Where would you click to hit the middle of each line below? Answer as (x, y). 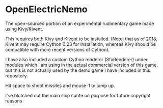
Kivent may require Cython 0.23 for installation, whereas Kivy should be (81, 44)
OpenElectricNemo (46, 9)
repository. (17, 75)
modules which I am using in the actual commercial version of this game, (81, 65)
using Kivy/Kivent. (24, 29)
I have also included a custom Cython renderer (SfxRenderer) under (76, 59)
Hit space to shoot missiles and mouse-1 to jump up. (60, 86)
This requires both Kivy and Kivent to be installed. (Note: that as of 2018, (81, 39)
